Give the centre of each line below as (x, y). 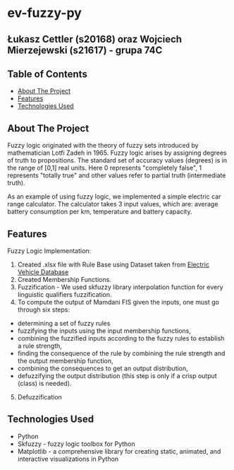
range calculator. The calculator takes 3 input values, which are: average (113, 204)
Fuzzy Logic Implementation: (49, 251)
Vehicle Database (43, 272)
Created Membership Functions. (64, 280)
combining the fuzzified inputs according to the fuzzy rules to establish (121, 339)
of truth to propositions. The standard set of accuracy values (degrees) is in (117, 160)
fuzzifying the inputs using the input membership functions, (104, 331)
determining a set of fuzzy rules (64, 324)
